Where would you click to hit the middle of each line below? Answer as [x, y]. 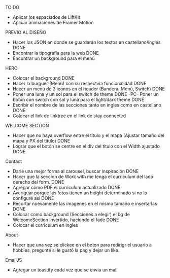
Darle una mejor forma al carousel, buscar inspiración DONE [76, 171]
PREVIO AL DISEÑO [26, 32]
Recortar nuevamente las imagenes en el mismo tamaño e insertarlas [85, 203]
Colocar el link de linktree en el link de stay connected [69, 116]
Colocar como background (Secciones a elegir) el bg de [71, 214]
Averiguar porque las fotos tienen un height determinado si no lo [80, 193]
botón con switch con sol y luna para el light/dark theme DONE [78, 99]
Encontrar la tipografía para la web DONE [56, 53]
